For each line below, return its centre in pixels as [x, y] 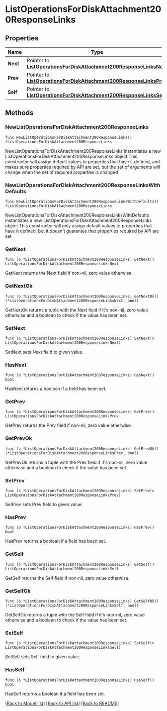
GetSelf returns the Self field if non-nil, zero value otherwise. [67, 578]
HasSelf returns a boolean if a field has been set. [55, 694]
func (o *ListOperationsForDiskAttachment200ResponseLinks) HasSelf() [80, 680]
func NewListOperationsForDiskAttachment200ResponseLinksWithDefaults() [82, 202]
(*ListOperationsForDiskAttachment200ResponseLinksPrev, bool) [72, 453]
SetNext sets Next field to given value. [44, 352]
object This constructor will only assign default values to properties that [79, 225]
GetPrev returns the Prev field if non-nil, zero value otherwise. [69, 425]
